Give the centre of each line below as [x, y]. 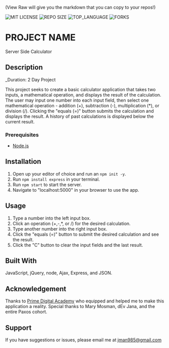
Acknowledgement [36, 289]
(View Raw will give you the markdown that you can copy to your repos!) [80, 7]
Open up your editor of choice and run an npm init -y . [69, 173]
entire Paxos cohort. [26, 312]
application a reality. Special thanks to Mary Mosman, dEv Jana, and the [80, 307]
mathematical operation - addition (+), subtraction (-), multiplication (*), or [82, 105]
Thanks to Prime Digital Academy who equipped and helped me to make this [85, 301]
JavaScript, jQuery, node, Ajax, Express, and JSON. [59, 273]
